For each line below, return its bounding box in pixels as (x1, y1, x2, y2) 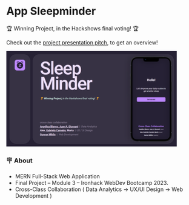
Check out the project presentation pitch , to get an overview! (6, 38, 158, 46)
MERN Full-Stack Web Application (15, 172, 100, 180)
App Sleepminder (6, 4, 96, 18)
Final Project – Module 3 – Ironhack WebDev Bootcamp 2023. (15, 179, 168, 186)
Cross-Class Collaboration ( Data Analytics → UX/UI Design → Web (15, 186, 184, 193)
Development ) (15, 192, 53, 199)
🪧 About (6, 156, 33, 165)
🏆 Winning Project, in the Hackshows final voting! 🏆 (6, 24, 139, 32)
